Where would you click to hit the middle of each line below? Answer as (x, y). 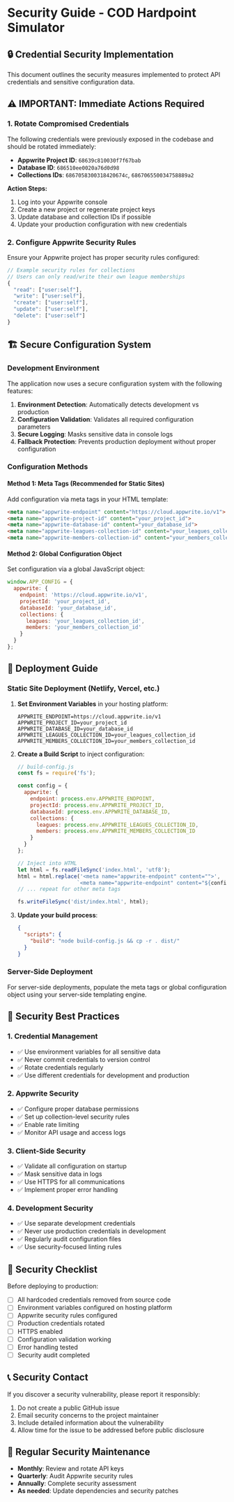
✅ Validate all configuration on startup (72, 1166)
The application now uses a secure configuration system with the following (115, 383)
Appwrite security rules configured (67, 1316)
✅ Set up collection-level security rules (73, 1117)
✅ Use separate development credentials (76, 1223)
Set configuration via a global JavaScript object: (76, 569)
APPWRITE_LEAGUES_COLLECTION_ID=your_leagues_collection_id (106, 735)
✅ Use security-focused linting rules (69, 1247)
